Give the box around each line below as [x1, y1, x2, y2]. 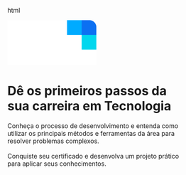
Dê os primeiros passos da [7, 83, 167, 99]
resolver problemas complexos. [7, 137, 99, 145]
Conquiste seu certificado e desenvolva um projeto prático [7, 152, 180, 160]
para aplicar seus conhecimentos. [7, 159, 106, 168]
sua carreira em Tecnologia [7, 98, 172, 115]
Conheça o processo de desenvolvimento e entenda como [7, 121, 179, 130]
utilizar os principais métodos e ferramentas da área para [7, 129, 175, 137]
